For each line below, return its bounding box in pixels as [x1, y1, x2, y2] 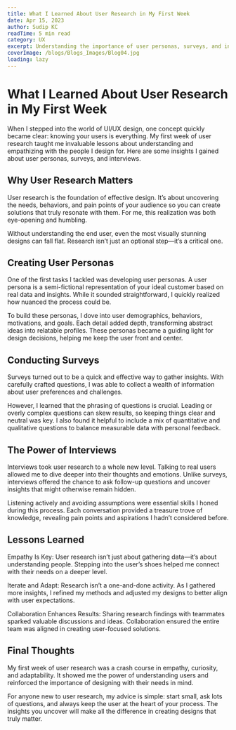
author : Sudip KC [7, 23, 58, 30]
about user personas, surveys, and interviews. [7, 154, 142, 162]
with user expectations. [7, 596, 75, 604]
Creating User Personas [7, 257, 114, 269]
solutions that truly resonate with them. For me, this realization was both [7, 208, 216, 216]
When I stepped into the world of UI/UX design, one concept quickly [7, 124, 205, 133]
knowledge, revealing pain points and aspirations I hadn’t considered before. [7, 513, 229, 522]
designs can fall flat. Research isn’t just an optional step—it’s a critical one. [7, 237, 223, 245]
